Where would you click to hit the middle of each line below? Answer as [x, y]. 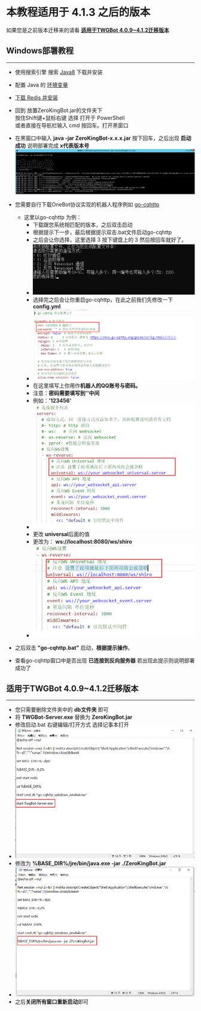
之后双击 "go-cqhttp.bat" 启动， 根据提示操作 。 [74, 647]
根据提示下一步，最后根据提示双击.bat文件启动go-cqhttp [102, 232]
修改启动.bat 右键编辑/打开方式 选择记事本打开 [72, 725]
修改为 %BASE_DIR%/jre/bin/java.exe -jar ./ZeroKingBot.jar [90, 863]
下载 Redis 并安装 [36, 97]
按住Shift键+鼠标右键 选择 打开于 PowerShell [70, 118]
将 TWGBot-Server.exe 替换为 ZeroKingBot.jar [74, 717]
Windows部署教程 [40, 51]
